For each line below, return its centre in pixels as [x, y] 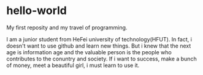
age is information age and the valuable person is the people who [89, 52]
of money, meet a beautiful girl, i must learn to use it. [73, 65]
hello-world [37, 11]
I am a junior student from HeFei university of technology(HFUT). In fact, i [99, 39]
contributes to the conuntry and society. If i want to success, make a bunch [102, 59]
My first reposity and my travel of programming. [67, 27]
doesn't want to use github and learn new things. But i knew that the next [99, 46]
